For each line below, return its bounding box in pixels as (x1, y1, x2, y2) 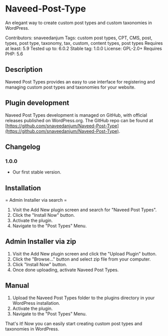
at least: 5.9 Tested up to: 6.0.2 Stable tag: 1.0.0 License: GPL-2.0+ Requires (5, 45, 162, 51)
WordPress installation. (12, 300, 60, 306)
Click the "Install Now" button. (12, 212, 75, 218)
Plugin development (5, 99, 69, 107)
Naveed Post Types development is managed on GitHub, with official (5, 112, 147, 118)
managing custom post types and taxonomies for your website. (5, 84, 136, 90)
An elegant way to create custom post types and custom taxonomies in (5, 20, 152, 26)
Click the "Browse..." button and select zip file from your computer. (12, 256, 151, 262)
